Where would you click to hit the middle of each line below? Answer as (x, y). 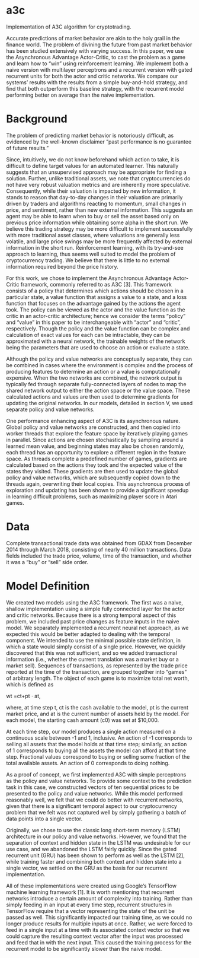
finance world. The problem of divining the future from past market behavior (99, 44)
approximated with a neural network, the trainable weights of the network (96, 341)
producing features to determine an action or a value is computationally (93, 371)
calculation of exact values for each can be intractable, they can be (88, 335)
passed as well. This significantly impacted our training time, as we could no (99, 917)
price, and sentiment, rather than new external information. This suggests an (99, 210)
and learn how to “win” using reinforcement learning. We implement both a (97, 63)
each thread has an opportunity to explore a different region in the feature (96, 452)
